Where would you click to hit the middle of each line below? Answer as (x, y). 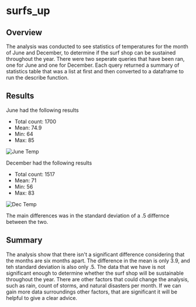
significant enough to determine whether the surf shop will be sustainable (95, 273)
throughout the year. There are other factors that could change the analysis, (97, 279)
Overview (24, 33)
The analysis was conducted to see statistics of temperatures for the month (97, 46)
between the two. (27, 221)
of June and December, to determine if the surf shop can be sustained (91, 53)
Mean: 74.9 (28, 128)
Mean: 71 (25, 180)
